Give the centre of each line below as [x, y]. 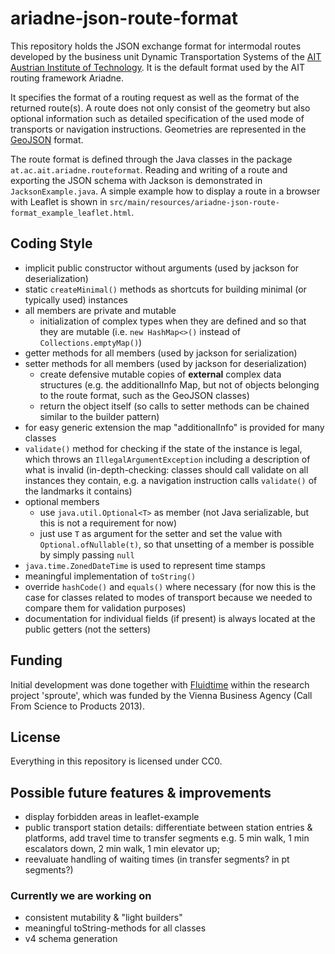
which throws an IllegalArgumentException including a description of [167, 459]
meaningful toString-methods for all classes [115, 928]
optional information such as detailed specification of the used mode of [157, 118]
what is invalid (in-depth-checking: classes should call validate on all [166, 469]
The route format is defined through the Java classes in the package [151, 159]
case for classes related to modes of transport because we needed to [168, 597]
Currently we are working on [81, 896]
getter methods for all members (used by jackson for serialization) [161, 353]
